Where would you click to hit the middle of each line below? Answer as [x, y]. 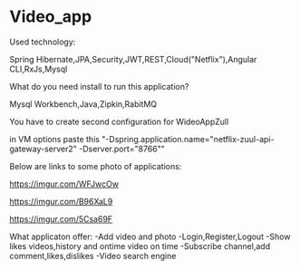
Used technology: [43, 42]
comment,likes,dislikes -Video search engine [93, 256]
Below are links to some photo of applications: [96, 166]
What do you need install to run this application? [99, 86]
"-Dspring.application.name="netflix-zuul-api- [188, 139]
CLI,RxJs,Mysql [39, 69]
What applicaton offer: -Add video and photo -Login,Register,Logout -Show [150, 236]
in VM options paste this [54, 139]
